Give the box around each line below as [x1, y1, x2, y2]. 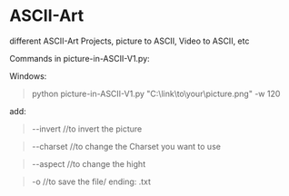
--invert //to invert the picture [31, 123, 143, 134]
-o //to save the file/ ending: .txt [31, 176, 152, 187]
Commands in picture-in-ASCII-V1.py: [9, 53, 150, 64]
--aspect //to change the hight [31, 158, 146, 169]
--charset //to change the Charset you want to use [31, 141, 221, 152]
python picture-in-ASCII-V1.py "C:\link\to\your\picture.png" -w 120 [31, 88, 281, 99]
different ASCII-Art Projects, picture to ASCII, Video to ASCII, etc [9, 35, 250, 46]
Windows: [9, 70, 47, 82]
